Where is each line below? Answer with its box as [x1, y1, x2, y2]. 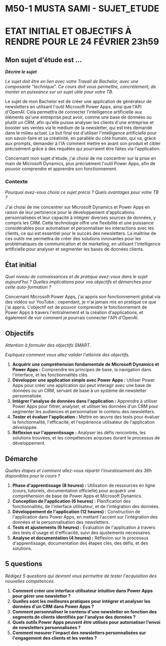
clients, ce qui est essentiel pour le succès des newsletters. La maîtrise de [5, 230, 157, 236]
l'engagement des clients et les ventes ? [12, 635, 97, 641]
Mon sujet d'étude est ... [5, 55, 83, 64]
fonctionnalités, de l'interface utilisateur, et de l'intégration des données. [12, 503, 160, 509]
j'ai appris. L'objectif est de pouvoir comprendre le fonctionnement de [5, 304, 147, 310]
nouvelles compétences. [5, 578, 55, 584]
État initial [5, 260, 37, 269]
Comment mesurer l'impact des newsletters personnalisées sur [12, 630, 146, 636]
